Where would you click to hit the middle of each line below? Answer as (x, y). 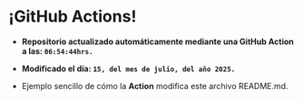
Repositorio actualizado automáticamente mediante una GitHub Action (157, 41)
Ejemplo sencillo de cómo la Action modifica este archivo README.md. (155, 86)
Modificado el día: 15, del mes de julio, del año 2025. (128, 68)
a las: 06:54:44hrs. (57, 50)
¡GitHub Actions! (73, 17)
